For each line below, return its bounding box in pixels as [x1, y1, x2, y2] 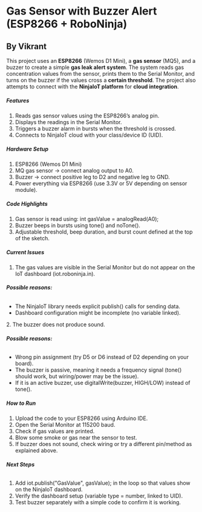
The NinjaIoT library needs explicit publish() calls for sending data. [15, 303, 180, 310]
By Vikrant [6, 41, 47, 51]
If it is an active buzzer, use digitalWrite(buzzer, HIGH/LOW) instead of [15, 379, 191, 387]
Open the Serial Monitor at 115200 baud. [15, 421, 116, 428]
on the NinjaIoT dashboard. [15, 486, 83, 493]
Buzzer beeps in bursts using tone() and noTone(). [15, 222, 141, 229]
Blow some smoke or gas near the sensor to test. [15, 434, 137, 441]
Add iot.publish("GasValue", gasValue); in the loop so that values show [15, 479, 191, 487]
